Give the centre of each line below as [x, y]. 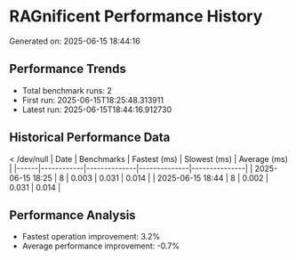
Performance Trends [68, 69]
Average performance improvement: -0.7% [101, 246]
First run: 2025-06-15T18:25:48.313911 [93, 100]
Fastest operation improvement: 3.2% [91, 237]
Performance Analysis [72, 215]
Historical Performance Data [90, 138]
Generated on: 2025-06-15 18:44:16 [75, 41]
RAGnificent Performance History [136, 16]
